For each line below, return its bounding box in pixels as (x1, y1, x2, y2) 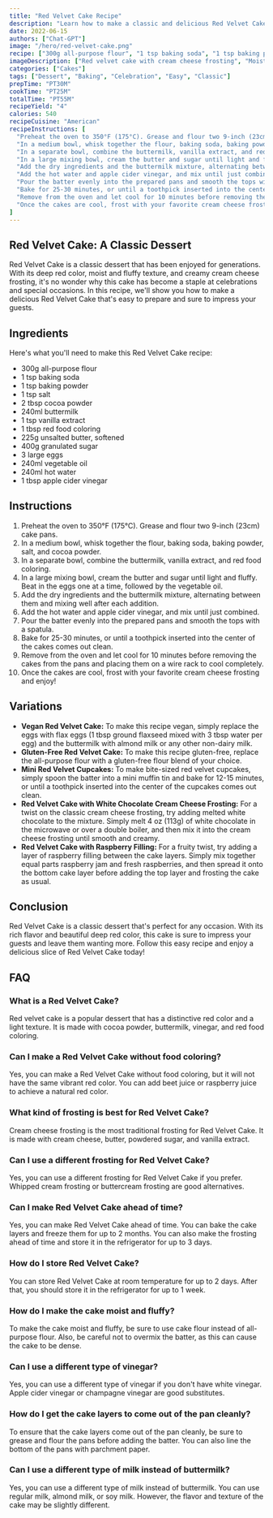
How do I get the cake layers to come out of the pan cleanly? (9, 1408, 251, 1420)
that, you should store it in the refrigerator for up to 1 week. (9, 1284, 206, 1295)
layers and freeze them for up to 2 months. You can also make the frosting (9, 1229, 258, 1239)
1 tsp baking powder (20, 381, 89, 390)
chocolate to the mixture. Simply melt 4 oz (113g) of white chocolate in (20, 816, 256, 826)
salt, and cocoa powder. (20, 546, 102, 556)
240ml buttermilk (20, 407, 79, 416)
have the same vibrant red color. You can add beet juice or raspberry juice (9, 1078, 258, 1088)
